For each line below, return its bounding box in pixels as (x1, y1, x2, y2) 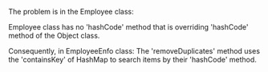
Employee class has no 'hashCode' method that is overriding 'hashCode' (8, 22, 249, 31)
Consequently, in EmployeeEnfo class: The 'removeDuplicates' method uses (8, 46, 261, 55)
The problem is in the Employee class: (8, 7, 134, 16)
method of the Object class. (8, 31, 100, 40)
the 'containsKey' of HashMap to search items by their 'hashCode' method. (8, 55, 257, 64)
